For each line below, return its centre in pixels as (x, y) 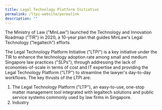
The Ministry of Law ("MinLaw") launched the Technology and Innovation (79, 32)
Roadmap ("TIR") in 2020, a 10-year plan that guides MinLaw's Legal (74, 37)
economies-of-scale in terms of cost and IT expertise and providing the (77, 67)
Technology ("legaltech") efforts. (38, 43)
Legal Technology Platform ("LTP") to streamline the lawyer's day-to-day (78, 73)
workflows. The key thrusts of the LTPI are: (48, 78)
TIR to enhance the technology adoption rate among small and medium (76, 57)
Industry (20, 103)
